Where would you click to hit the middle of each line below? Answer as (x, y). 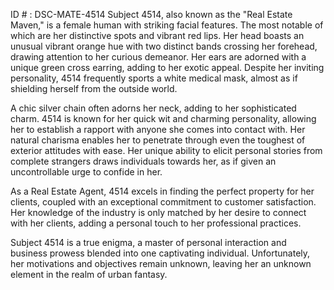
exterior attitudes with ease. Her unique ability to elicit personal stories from (166, 150)
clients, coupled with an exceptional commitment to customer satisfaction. (163, 202)
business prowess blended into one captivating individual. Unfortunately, (160, 253)
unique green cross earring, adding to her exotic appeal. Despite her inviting (167, 67)
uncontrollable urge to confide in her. (86, 172)
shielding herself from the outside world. (94, 88)
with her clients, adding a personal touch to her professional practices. (156, 223)
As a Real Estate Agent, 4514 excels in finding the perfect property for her (162, 191)
